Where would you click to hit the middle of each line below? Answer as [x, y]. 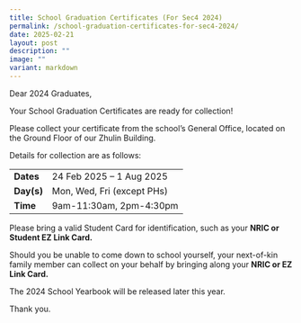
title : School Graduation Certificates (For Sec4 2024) [116, 18]
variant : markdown [44, 68]
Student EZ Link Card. [51, 237]
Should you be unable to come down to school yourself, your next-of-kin [144, 255]
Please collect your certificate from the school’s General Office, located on [147, 128]
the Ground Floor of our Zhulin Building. [83, 138]
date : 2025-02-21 [42, 34]
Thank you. [30, 309]
